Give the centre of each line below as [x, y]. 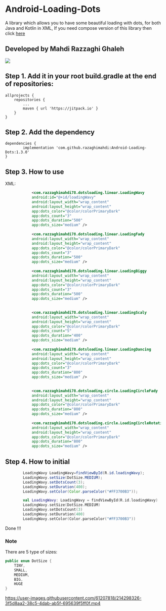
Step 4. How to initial [38, 462]
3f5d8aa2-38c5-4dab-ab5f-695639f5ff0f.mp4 [53, 604]
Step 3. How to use [35, 172]
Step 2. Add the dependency [50, 132]
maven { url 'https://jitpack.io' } [61, 108]
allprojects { [20, 95]
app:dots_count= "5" [51, 331]
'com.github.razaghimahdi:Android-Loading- [102, 148]
